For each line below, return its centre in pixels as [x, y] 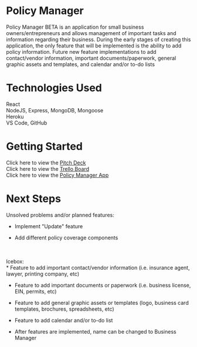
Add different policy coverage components [66, 238]
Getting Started [45, 147]
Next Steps [34, 199]
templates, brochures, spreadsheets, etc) [64, 309]
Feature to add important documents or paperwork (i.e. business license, [103, 285]
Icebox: [15, 261]
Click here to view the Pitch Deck [46, 163]
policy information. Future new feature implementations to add [81, 51]
